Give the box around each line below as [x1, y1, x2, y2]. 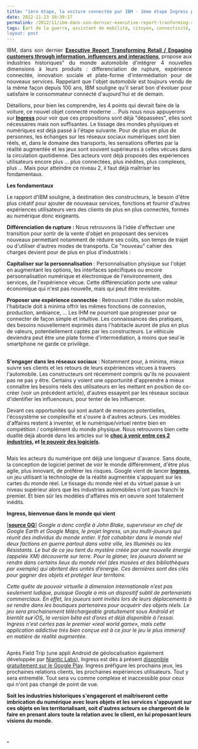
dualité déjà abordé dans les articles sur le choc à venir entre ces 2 [6, 432, 170, 439]
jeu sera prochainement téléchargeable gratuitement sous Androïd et [6, 608, 174, 615]
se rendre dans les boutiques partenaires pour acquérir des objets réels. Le [6, 602, 190, 609]
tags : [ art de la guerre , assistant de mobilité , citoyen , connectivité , [6, 25, 192, 31]
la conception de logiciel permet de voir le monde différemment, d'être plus [6, 461, 190, 468]
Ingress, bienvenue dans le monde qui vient [6, 510, 116, 517]
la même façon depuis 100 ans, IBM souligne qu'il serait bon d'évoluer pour [6, 84, 192, 91]
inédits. [6, 499, 25, 506]
